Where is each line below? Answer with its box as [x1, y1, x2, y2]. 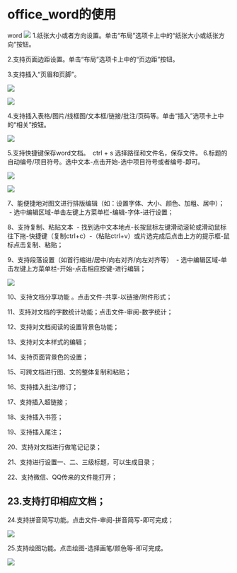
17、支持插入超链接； [7, 397, 69, 406]
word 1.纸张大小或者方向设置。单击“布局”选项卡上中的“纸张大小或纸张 [7, 31, 219, 40]
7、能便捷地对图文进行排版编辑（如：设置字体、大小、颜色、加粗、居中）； [7, 199, 225, 207]
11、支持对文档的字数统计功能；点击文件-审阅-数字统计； [7, 307, 173, 316]
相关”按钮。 [16, 120, 51, 129]
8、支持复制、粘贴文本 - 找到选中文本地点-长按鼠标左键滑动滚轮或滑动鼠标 [7, 223, 227, 231]
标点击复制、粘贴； [7, 240, 64, 249]
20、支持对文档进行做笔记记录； [7, 442, 103, 451]
